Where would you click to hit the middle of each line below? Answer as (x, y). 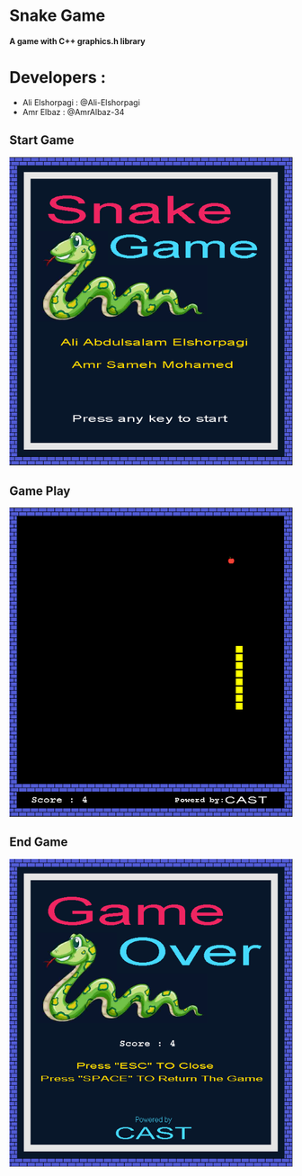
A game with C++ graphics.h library (77, 40)
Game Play (40, 491)
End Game (39, 842)
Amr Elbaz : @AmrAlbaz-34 (73, 112)
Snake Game (58, 16)
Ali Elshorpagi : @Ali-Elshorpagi (81, 102)
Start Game (42, 140)
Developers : (58, 77)
